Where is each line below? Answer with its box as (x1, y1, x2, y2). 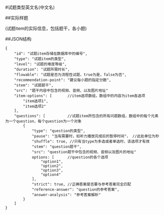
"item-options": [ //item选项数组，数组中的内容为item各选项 (14, 93, 146, 98)
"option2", (40, 163, 64, 168)
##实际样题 (5, 15, 28, 21)
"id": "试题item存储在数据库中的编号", (14, 51, 88, 56)
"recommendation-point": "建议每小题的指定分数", (14, 77, 111, 82)
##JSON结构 (5, 36, 31, 42)
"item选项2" (23, 104, 46, 109)
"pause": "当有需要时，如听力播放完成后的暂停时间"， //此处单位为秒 (31, 134, 160, 139)
